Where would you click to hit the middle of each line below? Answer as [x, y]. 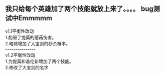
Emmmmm [35, 18]
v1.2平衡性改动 [20, 55]
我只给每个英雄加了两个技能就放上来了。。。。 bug [79, 9]
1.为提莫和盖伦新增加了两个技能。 [39, 61]
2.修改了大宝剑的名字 [27, 67]
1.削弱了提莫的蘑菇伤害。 [31, 37]
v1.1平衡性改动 [20, 31]
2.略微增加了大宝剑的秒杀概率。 [38, 43]
